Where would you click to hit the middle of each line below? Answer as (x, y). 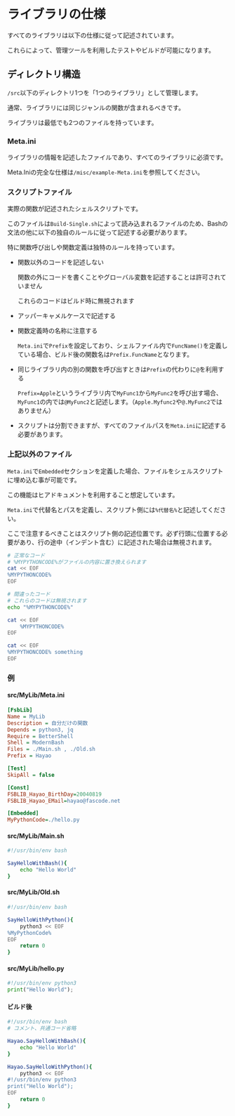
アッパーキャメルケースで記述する (67, 316)
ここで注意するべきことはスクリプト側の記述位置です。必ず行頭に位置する (115, 533)
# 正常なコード (26, 556)
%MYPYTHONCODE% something (45, 652)
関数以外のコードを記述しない (60, 262)
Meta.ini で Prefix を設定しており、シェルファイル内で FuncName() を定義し (122, 346)
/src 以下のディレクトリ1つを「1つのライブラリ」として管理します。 (105, 93)
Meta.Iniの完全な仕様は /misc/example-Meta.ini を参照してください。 (106, 172)
